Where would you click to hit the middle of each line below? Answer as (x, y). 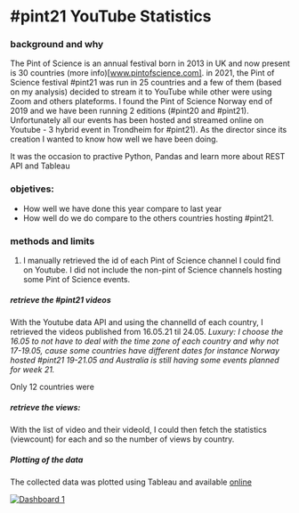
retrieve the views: (45, 407)
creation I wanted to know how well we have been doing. (114, 139)
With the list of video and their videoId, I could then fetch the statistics (139, 430)
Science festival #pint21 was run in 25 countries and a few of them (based (146, 83)
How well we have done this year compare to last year (122, 208)
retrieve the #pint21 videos (61, 299)
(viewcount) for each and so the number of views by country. (122, 439)
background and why (57, 45)
